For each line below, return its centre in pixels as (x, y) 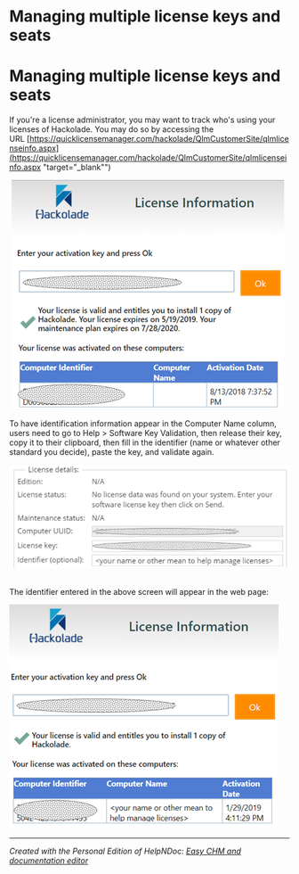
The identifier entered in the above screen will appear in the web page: (139, 592)
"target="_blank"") (77, 168)
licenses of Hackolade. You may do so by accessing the (112, 129)
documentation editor (49, 861)
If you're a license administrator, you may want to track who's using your (142, 120)
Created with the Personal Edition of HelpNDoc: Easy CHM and (125, 851)
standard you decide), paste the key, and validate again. (112, 452)
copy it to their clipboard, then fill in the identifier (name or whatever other (145, 442)
